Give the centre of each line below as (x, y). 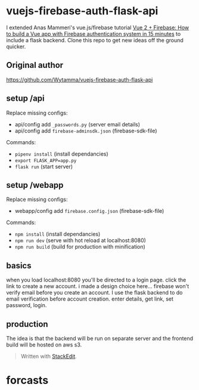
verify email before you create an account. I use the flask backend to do (94, 293)
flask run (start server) (44, 166)
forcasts (27, 380)
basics (19, 266)
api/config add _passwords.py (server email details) (77, 124)
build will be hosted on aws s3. (44, 345)
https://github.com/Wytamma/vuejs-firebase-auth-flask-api (80, 79)
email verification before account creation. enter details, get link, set (90, 299)
